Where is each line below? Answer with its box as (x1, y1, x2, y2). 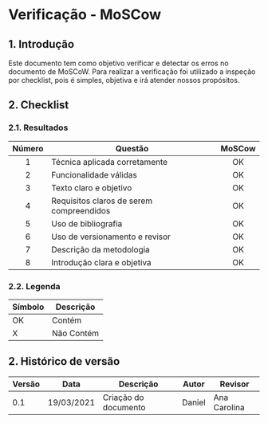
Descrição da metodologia (51, 244, 150, 255)
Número (12, 143, 44, 154)
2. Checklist (8, 98, 69, 112)
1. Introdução (8, 37, 74, 51)
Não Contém (51, 327, 100, 339)
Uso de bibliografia (51, 217, 123, 229)
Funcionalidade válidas (51, 169, 137, 180)
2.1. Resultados (8, 122, 69, 133)
